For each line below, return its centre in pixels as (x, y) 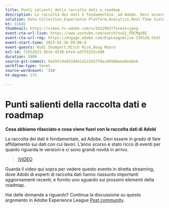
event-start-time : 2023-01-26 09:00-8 (46, 43)
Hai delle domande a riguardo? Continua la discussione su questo (73, 194)
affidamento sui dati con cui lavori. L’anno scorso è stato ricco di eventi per (83, 144)
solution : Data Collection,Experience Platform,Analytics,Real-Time (78, 19)
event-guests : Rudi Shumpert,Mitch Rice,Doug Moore (60, 47)
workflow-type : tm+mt (28, 66)
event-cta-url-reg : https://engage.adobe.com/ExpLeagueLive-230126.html (83, 38)
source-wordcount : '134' (31, 71)
